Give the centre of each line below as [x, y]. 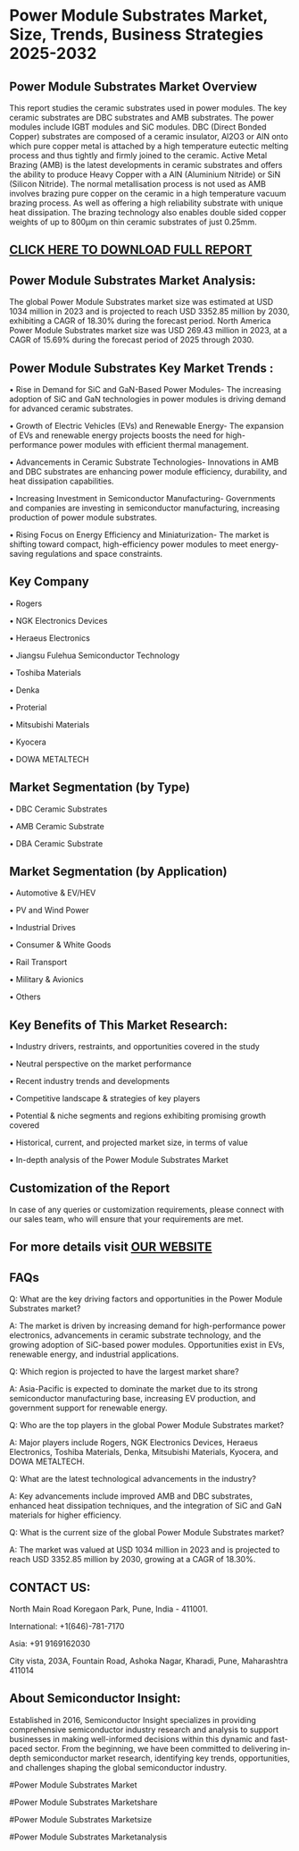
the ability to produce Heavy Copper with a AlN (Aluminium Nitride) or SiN [145, 174]
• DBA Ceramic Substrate [56, 843]
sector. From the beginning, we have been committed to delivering [156, 1748]
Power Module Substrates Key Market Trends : [141, 368]
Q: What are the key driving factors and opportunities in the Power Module [146, 1299]
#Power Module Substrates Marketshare [83, 1802]
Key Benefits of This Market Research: [118, 1025]
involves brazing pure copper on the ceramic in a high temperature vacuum [148, 194]
